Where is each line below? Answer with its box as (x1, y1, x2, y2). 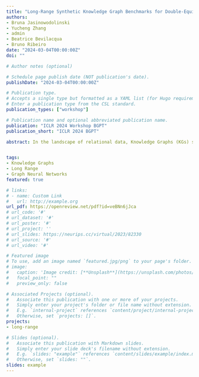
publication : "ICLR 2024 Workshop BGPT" (6, 122, 108, 129)
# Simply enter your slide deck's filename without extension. (6, 346, 171, 352)
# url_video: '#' (6, 242, 49, 248)
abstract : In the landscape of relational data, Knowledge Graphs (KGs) (6, 139, 190, 145)
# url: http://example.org (6, 199, 78, 204)
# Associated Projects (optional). (6, 291, 94, 297)
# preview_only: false (6, 280, 68, 287)
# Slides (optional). (6, 334, 60, 340)
